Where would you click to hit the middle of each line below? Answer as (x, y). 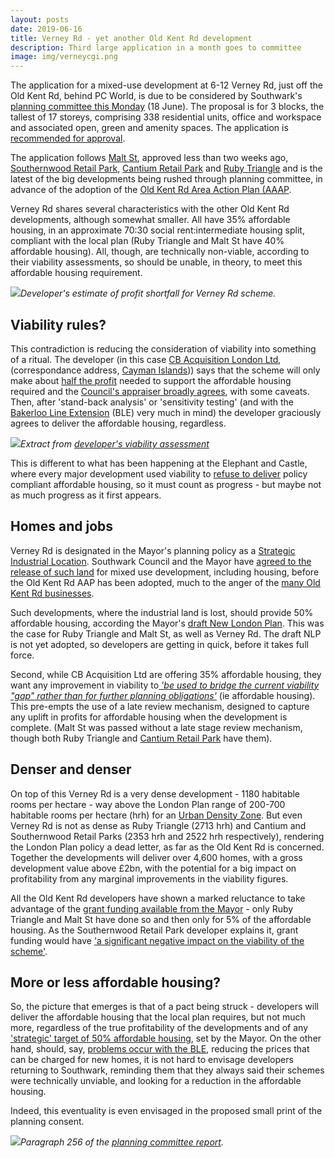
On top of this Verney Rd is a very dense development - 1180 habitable (155, 793)
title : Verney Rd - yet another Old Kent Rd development (131, 38)
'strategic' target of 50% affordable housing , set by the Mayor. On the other (166, 1038)
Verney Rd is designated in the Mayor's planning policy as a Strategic (153, 550)
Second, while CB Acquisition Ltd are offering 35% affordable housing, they (166, 674)
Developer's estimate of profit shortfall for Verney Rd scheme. (148, 293)
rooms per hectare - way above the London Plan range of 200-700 (148, 804)
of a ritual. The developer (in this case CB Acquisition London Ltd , (146, 359)
